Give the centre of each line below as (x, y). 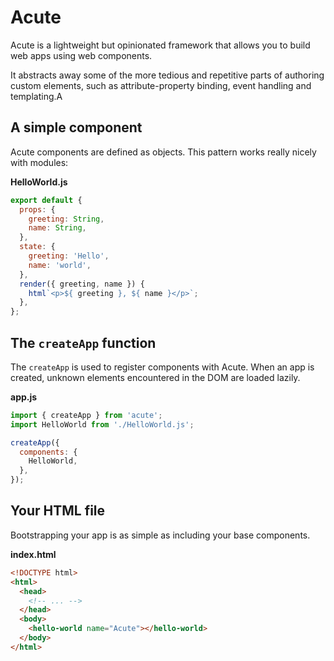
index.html (33, 554)
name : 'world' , (60, 265)
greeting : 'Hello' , (69, 256)
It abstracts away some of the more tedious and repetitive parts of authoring (167, 75)
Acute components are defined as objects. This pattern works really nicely (163, 152)
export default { (46, 200)
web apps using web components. (81, 55)
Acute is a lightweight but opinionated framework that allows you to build (160, 45)
